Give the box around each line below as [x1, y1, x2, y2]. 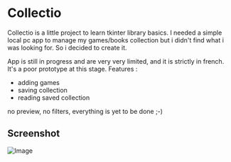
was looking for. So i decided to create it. [7, 43, 127, 52]
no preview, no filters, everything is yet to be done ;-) [7, 107, 163, 115]
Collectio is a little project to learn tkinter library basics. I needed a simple [7, 28, 222, 37]
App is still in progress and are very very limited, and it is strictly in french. [7, 57, 225, 65]
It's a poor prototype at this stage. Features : [7, 64, 138, 73]
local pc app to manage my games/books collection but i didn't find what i [7, 35, 224, 44]
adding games [17, 78, 60, 86]
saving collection [17, 86, 68, 94]
